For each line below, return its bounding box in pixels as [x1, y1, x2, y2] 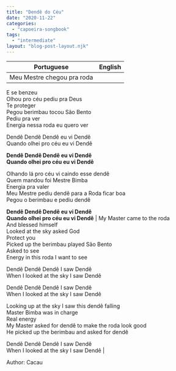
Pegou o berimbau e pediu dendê [6, 196, 90, 203]
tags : [6, 32, 20, 38]
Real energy [6, 315, 37, 323]
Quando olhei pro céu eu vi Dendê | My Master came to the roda [6, 214, 170, 221]
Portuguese [33, 63, 69, 71]
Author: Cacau [6, 358, 43, 365]
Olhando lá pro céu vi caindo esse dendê [6, 170, 110, 177]
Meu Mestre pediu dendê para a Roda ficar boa [6, 189, 126, 197]
